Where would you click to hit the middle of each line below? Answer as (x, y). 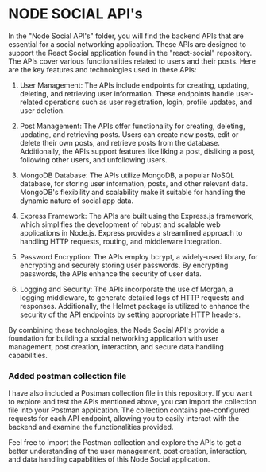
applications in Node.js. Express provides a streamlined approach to (131, 232)
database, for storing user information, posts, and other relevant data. (134, 183)
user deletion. (42, 110)
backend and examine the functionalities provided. (91, 427)
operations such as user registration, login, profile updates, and (148, 102)
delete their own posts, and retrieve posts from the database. (120, 142)
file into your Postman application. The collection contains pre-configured (129, 410)
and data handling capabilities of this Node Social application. (109, 459)
